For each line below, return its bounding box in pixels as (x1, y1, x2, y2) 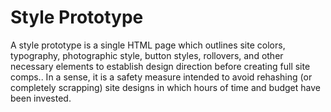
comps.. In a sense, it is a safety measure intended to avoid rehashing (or (10, 71, 313, 83)
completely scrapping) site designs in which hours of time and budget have (10, 81, 321, 93)
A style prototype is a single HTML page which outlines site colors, (10, 39, 286, 51)
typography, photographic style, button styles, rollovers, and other (10, 49, 284, 61)
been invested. (10, 92, 72, 104)
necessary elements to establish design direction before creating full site (10, 60, 311, 72)
